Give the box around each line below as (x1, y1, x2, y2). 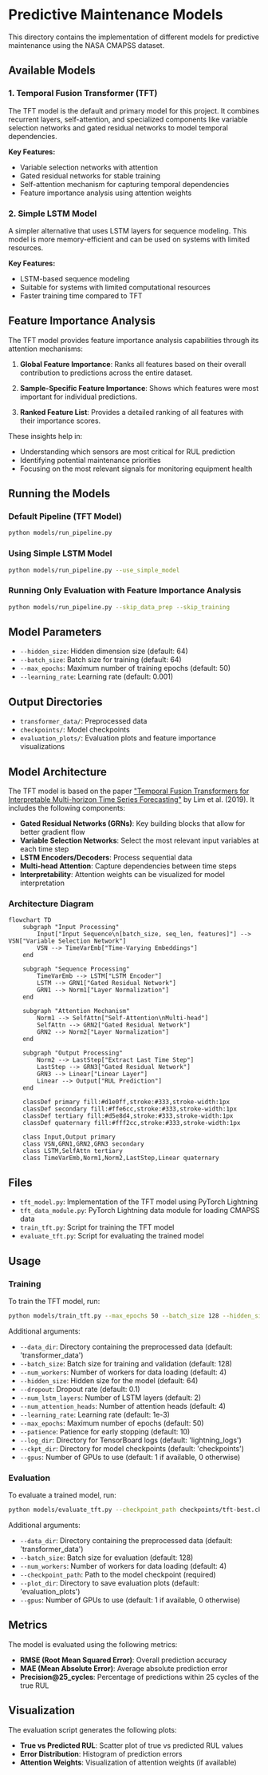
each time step (19, 844, 69, 854)
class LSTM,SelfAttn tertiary (22, 1147, 124, 1155)
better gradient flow (19, 828, 85, 837)
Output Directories (8, 695, 103, 708)
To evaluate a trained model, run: (8, 1490, 117, 1500)
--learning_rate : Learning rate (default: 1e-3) (19, 1410, 170, 1419)
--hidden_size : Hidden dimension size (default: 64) (19, 646, 189, 656)
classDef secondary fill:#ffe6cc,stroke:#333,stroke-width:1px (22, 1105, 238, 1113)
